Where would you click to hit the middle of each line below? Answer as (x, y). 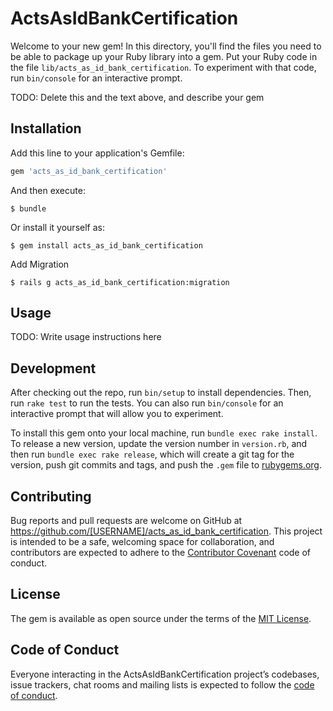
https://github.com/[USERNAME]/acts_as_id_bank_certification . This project (166, 531)
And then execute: (48, 190)
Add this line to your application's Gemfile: (97, 153)
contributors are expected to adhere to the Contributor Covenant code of (161, 553)
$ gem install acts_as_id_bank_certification (106, 245)
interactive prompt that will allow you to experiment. (117, 414)
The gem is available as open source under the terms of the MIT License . (161, 618)
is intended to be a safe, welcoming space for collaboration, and (142, 542)
